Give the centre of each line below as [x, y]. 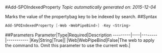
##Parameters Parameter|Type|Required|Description [58, 35]
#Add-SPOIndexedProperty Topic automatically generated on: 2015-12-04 [81, 7]
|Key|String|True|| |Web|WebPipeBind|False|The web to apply [92, 40]
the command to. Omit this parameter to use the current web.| [68, 45]
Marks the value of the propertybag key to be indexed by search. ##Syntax [81, 16]
